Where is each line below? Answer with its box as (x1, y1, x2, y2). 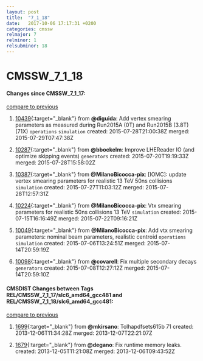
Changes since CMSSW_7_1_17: (6, 89, 86, 97)
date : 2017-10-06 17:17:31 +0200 (6, 20, 97, 26)
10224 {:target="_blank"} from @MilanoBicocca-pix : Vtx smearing (15, 202, 182, 209)
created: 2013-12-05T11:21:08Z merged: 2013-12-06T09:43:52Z (15, 348, 175, 355)
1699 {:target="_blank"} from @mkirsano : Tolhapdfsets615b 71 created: (15, 323, 194, 331)
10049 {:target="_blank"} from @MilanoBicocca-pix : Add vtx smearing (15, 226, 193, 234)
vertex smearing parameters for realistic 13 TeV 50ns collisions (15, 177, 173, 184)
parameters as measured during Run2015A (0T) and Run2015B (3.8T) (15, 121, 189, 128)
